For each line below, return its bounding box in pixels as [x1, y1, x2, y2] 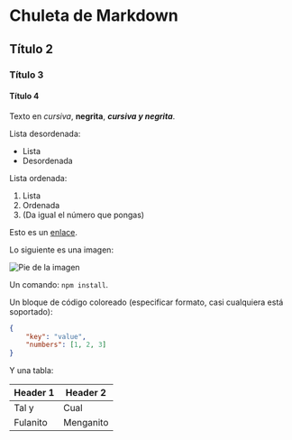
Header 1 [14, 387, 55, 399]
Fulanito [14, 417, 48, 429]
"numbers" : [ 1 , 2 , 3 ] [25, 340, 106, 350]
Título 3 [9, 69, 44, 81]
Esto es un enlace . [9, 226, 78, 237]
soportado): [9, 306, 53, 316]
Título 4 [9, 91, 40, 102]
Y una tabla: [9, 365, 54, 376]
